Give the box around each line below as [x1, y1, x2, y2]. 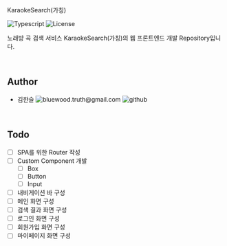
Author [7, 76, 38, 88]
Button [27, 172, 47, 180]
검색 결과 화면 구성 [17, 205, 67, 214]
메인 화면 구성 [17, 197, 54, 205]
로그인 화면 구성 [17, 214, 60, 223]
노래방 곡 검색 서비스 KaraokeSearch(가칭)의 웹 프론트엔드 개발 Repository [7, 34, 210, 42]
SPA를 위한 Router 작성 [17, 148, 80, 156]
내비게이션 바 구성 [17, 188, 65, 197]
